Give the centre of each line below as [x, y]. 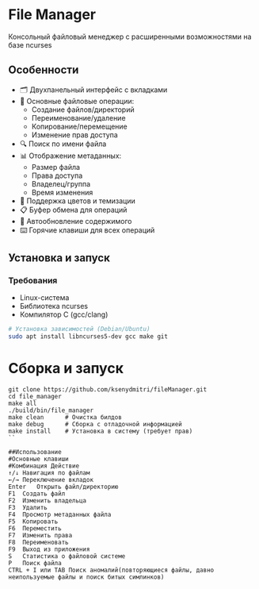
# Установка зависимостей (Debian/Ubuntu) [79, 329]
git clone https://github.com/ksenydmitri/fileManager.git [108, 390]
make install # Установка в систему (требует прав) [101, 431]
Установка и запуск [59, 258]
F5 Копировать [33, 522]
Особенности [44, 70]
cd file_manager [35, 397]
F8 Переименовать [38, 543]
